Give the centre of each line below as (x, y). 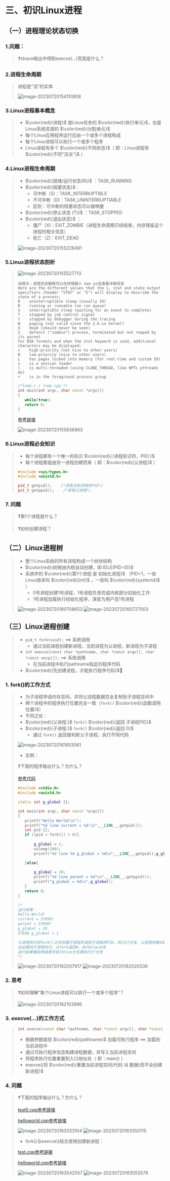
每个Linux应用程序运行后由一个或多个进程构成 (73, 135)
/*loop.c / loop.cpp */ (43, 386)
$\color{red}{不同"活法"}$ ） (55, 154)
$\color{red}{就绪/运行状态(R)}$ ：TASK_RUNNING (78, 181)
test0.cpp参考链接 (36, 1110)
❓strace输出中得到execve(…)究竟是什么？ (61, 58)
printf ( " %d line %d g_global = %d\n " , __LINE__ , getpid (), (95, 854)
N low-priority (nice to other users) (62, 355)
